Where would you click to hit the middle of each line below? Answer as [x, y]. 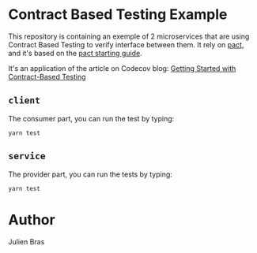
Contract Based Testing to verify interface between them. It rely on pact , [126, 44]
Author [32, 220]
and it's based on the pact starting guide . [75, 53]
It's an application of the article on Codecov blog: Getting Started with [122, 68]
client [25, 100]
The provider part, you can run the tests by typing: [90, 174]
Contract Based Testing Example [118, 15]
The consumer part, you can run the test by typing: [91, 118]
